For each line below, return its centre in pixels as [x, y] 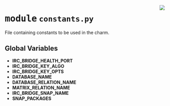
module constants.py [49, 19]
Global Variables [31, 48]
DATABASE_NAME [32, 77]
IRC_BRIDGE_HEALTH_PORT [42, 60]
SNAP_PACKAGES [32, 98]
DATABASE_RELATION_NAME [44, 82]
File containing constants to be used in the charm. [57, 32]
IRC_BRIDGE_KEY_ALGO [38, 66]
